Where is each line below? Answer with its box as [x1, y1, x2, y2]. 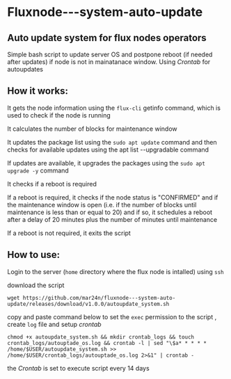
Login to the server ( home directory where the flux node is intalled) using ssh [7, 267, 224, 275]
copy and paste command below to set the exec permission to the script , [7, 312, 217, 321]
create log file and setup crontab [7, 320, 102, 328]
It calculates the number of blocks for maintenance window [7, 124, 177, 133]
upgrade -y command [7, 166, 70, 175]
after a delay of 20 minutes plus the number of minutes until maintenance [7, 215, 218, 223]
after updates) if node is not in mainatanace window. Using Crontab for [7, 58, 211, 66]
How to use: [7, 249, 61, 261]
